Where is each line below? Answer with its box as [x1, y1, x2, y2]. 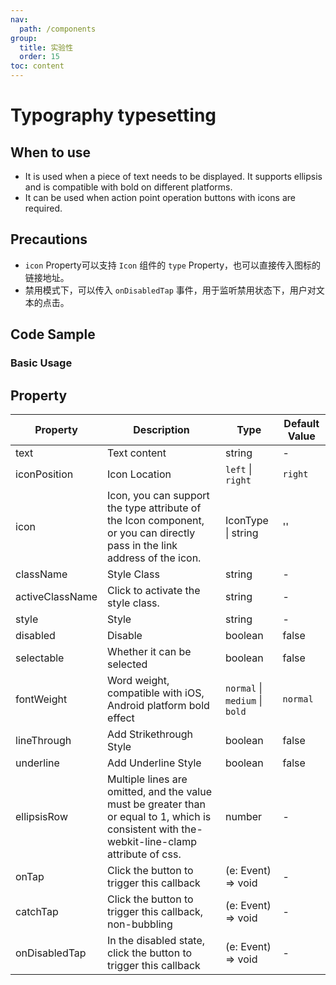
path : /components [19, 24, 97, 34]
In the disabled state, [107, 933, 206, 947]
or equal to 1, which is [107, 809, 212, 823]
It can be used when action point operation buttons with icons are [24, 192, 296, 203]
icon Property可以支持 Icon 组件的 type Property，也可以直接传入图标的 [24, 259, 322, 271]
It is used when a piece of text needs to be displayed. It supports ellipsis [24, 171, 323, 182]
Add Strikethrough [107, 727, 194, 741]
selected [107, 657, 148, 671]
